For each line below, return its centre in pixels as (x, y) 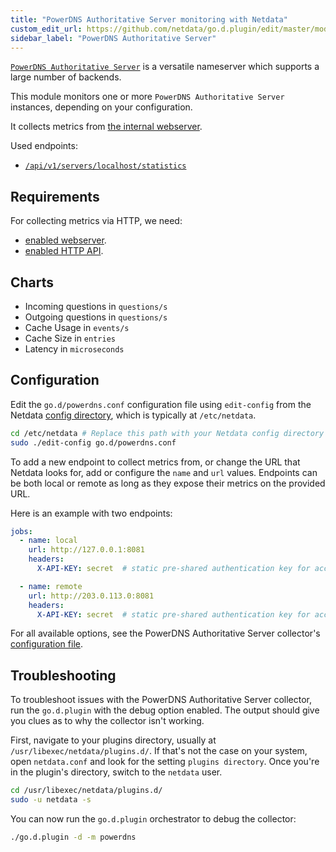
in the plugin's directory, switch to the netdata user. (116, 772)
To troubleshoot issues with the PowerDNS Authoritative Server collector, (161, 700)
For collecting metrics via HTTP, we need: (96, 221)
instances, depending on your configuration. (101, 107)
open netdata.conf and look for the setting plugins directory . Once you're (165, 762)
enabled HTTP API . (64, 251)
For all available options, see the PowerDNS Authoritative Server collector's (165, 633)
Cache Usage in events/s (77, 327)
